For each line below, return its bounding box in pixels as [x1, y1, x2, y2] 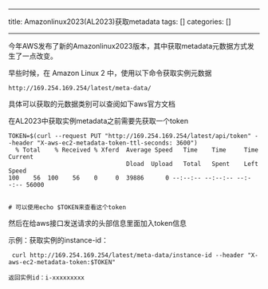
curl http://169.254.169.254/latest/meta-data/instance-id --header [11, 251, 245, 259]
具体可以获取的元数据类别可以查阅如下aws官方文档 [8, 99, 175, 109]
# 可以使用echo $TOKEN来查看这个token [8, 204, 126, 212]
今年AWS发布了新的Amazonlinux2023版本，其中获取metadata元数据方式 [8, 42, 248, 50]
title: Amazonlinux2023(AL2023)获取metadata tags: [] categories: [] [8, 17, 231, 26]
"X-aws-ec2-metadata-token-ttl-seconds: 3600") [37, 139, 198, 147]
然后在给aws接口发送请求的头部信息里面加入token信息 [8, 219, 187, 228]
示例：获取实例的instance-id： [8, 236, 109, 244]
